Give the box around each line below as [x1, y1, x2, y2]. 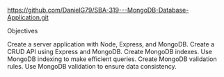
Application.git [7, 13, 49, 22]
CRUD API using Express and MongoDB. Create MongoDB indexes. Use [7, 48, 212, 55]
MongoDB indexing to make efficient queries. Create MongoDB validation [7, 55, 217, 63]
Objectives [7, 27, 38, 35]
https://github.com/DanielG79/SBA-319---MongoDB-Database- [7, 6, 189, 14]
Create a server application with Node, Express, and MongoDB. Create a [7, 40, 214, 48]
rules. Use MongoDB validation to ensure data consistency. [7, 62, 177, 70]
